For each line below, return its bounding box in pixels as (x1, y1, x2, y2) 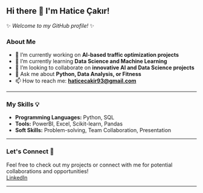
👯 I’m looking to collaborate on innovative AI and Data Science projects (14, 64, 195, 71)
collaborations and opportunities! (6, 167, 89, 175)
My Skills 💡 (6, 100, 40, 109)
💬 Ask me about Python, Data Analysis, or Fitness (14, 71, 142, 78)
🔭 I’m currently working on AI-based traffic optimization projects (14, 51, 179, 59)
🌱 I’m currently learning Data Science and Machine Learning (14, 58, 167, 65)
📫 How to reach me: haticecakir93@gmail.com (14, 77, 137, 84)
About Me (6, 37, 36, 46)
